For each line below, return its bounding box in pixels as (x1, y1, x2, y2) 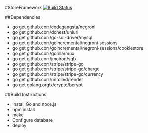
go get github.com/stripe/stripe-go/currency (12, 71, 103, 77)
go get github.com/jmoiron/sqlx (12, 56, 77, 62)
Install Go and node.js (12, 101, 57, 107)
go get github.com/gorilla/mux (12, 50, 75, 56)
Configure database (12, 117, 53, 123)
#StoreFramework (5, 5, 42, 10)
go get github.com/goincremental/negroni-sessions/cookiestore (12, 45, 144, 51)
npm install (12, 107, 35, 112)
